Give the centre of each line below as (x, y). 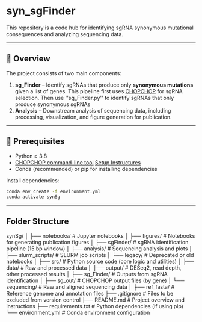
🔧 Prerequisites (35, 142)
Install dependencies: (33, 180)
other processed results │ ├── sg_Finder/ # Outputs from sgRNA (87, 274)
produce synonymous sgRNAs (53, 104)
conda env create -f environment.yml (54, 191)
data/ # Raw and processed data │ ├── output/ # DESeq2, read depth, (94, 268)
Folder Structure (38, 221)
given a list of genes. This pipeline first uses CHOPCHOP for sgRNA (99, 91)
